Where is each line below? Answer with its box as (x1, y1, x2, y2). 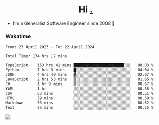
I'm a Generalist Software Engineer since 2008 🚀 (12, 20, 115, 26)
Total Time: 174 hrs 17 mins (5, 54, 67, 59)
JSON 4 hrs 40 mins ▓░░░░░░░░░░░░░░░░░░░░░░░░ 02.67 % (5, 72, 154, 77)
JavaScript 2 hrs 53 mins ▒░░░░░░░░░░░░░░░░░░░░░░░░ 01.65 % (5, 77, 154, 82)
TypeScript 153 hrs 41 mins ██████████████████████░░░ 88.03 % (5, 62, 154, 68)
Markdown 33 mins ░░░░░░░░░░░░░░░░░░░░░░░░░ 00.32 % (5, 100, 154, 105)
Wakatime (5, 33, 31, 40)
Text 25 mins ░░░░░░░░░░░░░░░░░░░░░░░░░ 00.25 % (5, 105, 154, 110)
